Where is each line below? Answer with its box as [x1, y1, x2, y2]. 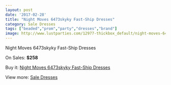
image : [5, 31, 19, 36]
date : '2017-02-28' [5, 12, 47, 17]
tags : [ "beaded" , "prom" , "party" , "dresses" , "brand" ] [5, 26, 117, 31]
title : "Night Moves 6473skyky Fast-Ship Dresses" [5, 17, 115, 22]
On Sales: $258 [5, 55, 38, 61]
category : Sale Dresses [5, 21, 56, 27]
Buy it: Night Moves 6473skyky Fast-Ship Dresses [5, 64, 110, 70]
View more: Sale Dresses [5, 74, 58, 80]
